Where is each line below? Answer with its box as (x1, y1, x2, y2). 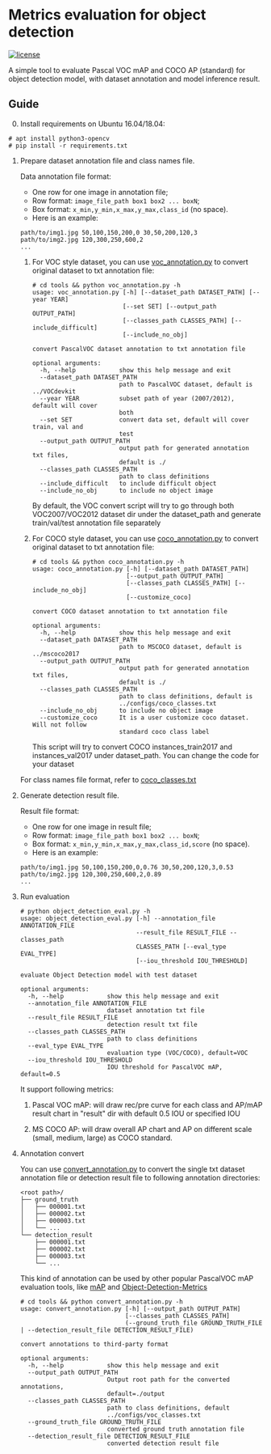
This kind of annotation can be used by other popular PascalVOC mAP (19, 1273, 254, 1283)
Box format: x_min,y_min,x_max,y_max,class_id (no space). (31, 204, 228, 214)
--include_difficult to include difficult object (39, 479, 217, 487)
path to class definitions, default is (119, 692, 253, 701)
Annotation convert (19, 1148, 85, 1158)
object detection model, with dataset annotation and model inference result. (8, 74, 261, 83)
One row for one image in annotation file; (31, 187, 169, 197)
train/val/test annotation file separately (31, 518, 161, 528)
